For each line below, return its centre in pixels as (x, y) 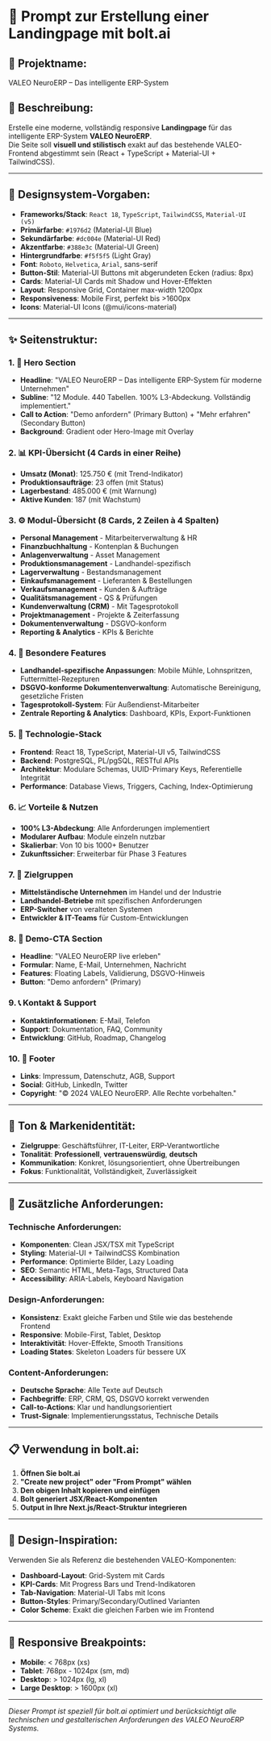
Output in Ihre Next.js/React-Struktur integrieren (103, 1507)
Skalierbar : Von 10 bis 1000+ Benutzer (84, 845)
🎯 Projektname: (48, 63)
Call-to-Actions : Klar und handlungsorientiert (96, 1407)
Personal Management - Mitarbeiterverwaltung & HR (108, 537)
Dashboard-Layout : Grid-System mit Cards (92, 1575)
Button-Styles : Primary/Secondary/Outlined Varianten (110, 1601)
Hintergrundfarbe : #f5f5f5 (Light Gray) (85, 255)
